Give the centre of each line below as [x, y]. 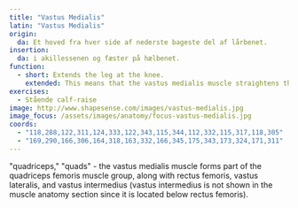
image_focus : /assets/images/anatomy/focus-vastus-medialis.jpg [130, 116]
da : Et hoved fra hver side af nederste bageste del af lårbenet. [142, 42]
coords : [24, 125]
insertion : [29, 50]
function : [27, 67]
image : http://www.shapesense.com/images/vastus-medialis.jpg [126, 108]
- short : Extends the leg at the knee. [91, 75]
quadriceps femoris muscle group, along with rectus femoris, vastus [134, 175]
